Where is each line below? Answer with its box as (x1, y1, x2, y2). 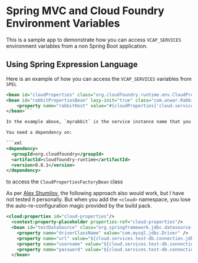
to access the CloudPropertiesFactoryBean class (6, 178, 123, 185)
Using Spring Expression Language (6, 60, 138, 70)
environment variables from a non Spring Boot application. (6, 42, 148, 50)
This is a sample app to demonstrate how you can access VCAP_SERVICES (6, 36, 181, 43)
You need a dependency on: (6, 130, 72, 136)
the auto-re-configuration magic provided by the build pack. (6, 202, 152, 209)
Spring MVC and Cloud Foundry (6, 4, 165, 18)
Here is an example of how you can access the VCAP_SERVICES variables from (6, 75, 192, 82)
